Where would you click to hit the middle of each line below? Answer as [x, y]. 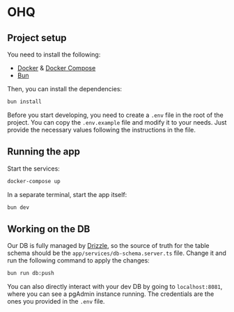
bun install [24, 102]
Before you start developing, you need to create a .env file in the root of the [116, 115]
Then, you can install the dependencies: [65, 89]
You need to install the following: [54, 54]
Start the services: [34, 169]
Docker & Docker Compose [56, 68]
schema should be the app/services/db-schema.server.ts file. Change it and [117, 253]
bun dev [18, 207]
